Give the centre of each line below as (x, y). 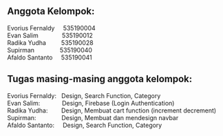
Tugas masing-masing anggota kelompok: (100, 79)
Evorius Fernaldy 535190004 (52, 28)
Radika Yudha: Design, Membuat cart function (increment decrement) (112, 110)
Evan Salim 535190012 (50, 35)
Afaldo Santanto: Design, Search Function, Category (85, 125)
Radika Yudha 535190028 (51, 42)
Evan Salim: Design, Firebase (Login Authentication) (91, 103)
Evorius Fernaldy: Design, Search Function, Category (84, 95)
